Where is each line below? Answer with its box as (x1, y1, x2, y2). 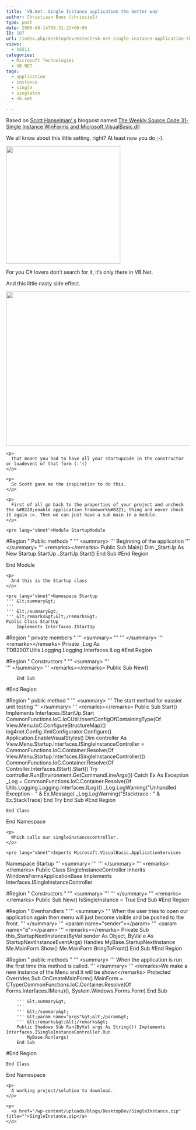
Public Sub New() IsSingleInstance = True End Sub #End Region (36, 896, 190, 903)
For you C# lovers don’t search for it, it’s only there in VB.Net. (6, 268, 153, 275)
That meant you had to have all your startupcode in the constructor (11, 456, 184, 461)
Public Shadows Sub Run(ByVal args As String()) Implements (16, 1024, 166, 1030)
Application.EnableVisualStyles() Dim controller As (6, 734, 127, 741)
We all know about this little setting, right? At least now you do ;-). (6, 134, 164, 141)
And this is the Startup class (11, 577, 87, 584)
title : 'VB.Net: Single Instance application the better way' (6, 8, 160, 15)
